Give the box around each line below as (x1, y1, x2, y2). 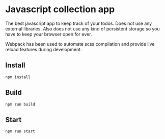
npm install (5, 75, 31, 80)
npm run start (5, 129, 36, 134)
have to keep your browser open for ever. (5, 31, 92, 37)
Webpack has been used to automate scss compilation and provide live (5, 41, 155, 47)
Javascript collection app (5, 4, 115, 15)
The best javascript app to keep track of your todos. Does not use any (5, 20, 152, 26)
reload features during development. (5, 46, 82, 52)
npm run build (5, 101, 36, 107)
